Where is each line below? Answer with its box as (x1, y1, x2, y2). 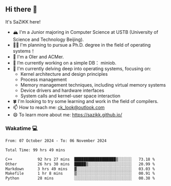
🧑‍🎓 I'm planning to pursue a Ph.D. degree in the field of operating (12, 42, 151, 48)
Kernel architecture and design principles (20, 71, 108, 77)
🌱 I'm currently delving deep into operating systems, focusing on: (12, 65, 151, 72)
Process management (20, 76, 67, 82)
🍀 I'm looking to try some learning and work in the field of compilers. (12, 98, 159, 104)
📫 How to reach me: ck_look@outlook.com (12, 104, 105, 110)
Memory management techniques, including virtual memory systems (20, 81, 166, 88)
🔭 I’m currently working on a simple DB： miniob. (12, 59, 117, 66)
